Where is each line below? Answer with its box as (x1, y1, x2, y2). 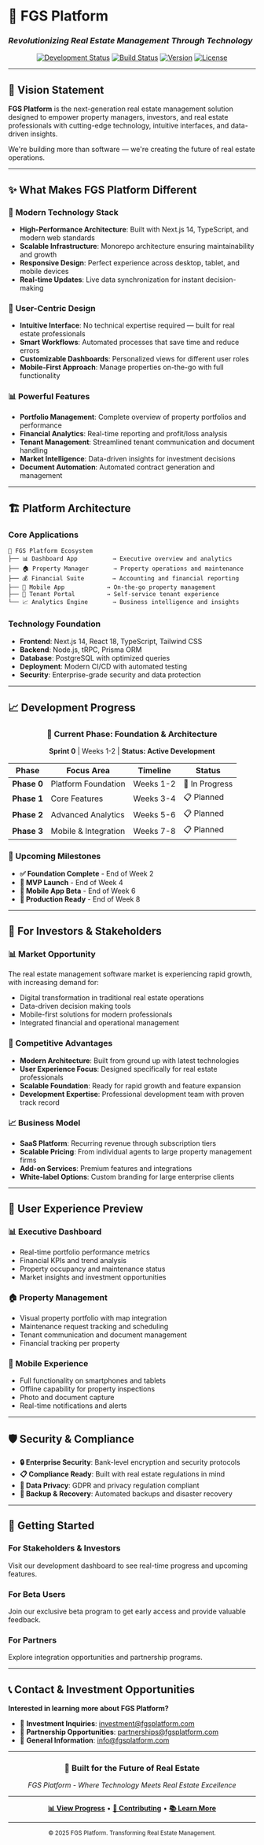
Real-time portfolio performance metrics (19, 1247, 151, 1257)
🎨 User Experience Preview (8, 1202, 144, 1216)
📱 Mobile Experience (8, 1358, 89, 1369)
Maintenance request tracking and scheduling (19, 1321, 169, 1331)
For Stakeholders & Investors (8, 1543, 121, 1554)
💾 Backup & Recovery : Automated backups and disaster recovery (19, 1488, 233, 1499)
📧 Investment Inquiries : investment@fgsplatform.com (19, 1719, 195, 1728)
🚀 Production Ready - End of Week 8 (19, 894, 141, 904)
